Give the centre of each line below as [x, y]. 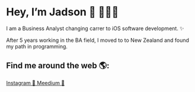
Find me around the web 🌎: [58, 66]
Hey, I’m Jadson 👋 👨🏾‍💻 [63, 12]
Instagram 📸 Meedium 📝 [36, 83]
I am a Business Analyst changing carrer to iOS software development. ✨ [95, 28]
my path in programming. [37, 46]
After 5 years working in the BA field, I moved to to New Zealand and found [98, 40]
